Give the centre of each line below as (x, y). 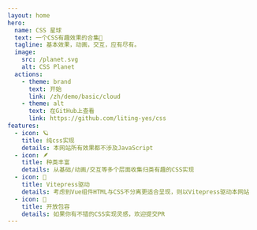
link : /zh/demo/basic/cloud (74, 96)
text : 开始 (45, 89)
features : (24, 126)
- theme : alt (43, 104)
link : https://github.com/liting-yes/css (97, 119)
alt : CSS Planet (48, 67)
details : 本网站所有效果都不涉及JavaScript (88, 148)
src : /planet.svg (50, 60)
